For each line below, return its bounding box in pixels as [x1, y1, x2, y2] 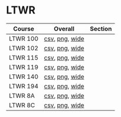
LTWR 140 [9, 73, 39, 81]
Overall [53, 25, 75, 33]
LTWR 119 [9, 63, 39, 71]
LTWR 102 [9, 44, 39, 52]
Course [13, 25, 34, 33]
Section [90, 25, 112, 33]
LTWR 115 [9, 53, 39, 61]
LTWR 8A [9, 91, 35, 99]
